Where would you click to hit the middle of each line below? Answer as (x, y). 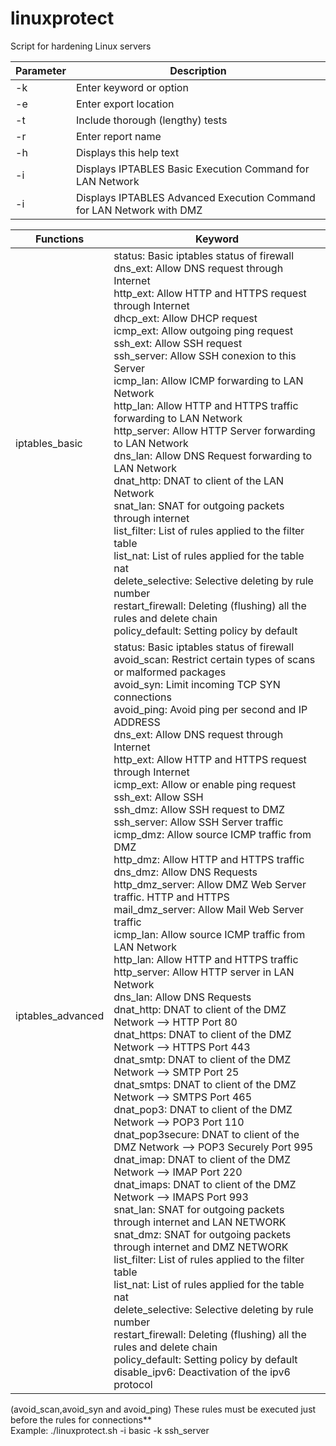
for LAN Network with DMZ (139, 210)
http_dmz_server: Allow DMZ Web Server (210, 884)
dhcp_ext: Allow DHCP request (185, 318)
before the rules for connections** (81, 1419)
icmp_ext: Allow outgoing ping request (203, 330)
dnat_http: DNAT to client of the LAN (199, 480)
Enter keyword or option (132, 87)
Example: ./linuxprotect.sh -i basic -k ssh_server (110, 1430)
